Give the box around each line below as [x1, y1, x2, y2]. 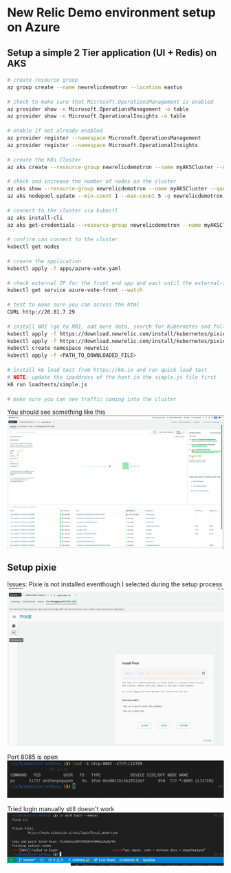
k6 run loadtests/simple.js [7, 381, 88, 388]
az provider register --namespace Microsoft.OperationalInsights [7, 142, 198, 148]
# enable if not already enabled [7, 127, 103, 135]
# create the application [7, 258, 81, 265]
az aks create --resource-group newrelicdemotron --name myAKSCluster [7, 164, 214, 170]
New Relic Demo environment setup [7, 5, 216, 21]
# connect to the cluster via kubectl [7, 207, 118, 214]
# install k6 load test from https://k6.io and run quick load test [7, 366, 208, 373]
